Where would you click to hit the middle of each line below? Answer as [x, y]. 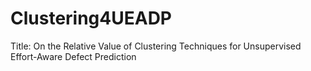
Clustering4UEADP [91, 18]
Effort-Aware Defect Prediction [73, 56]
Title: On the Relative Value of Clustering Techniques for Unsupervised [156, 46]
